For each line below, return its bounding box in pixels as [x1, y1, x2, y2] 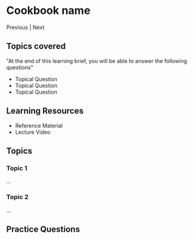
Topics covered [6, 41, 66, 51]
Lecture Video [15, 128, 51, 136]
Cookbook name [6, 4, 91, 18]
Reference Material [15, 122, 63, 129]
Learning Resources [6, 106, 83, 116]
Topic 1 [6, 164, 27, 172]
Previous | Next [6, 24, 45, 31]
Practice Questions [6, 224, 80, 234]
